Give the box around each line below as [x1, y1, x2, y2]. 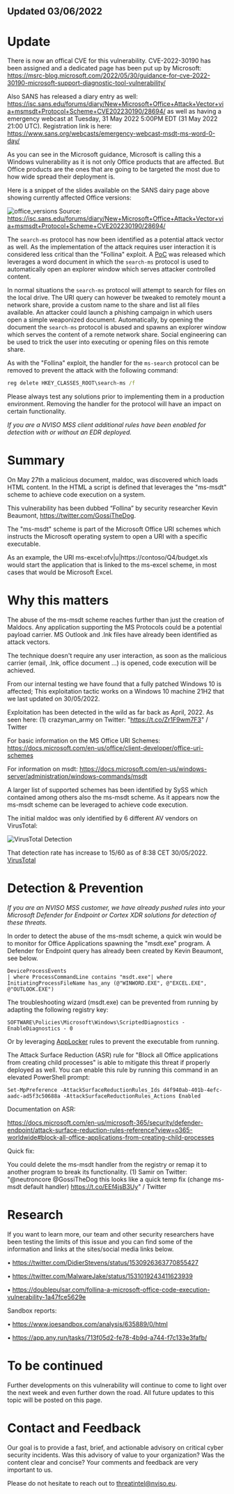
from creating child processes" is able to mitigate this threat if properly [7, 1059, 210, 1067]
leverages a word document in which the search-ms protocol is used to [7, 257, 209, 266]
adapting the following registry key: [7, 1006, 109, 1014]
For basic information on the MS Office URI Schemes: [7, 736, 161, 745]
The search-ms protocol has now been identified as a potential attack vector [7, 235, 224, 244]
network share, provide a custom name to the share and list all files [7, 301, 200, 309]
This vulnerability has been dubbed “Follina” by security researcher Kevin [7, 504, 218, 512]
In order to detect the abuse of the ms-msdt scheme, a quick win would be [7, 932, 222, 941]
